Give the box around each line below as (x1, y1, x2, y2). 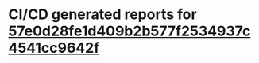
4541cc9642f (8, 39, 100, 57)
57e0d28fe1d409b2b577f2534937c (8, 22, 251, 40)
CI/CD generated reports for (8, 6, 197, 24)
